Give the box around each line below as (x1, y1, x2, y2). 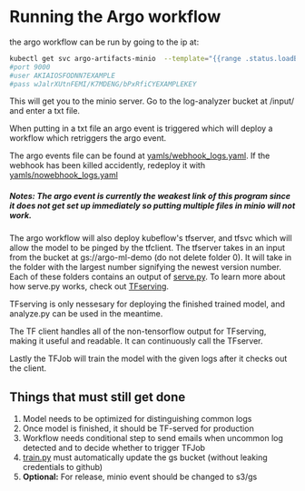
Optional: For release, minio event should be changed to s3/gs (22, 471, 258, 483)
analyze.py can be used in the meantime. (9, 308, 163, 319)
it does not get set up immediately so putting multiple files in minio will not (9, 200, 296, 211)
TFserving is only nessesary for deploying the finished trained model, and (9, 298, 286, 310)
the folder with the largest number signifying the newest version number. (9, 262, 281, 273)
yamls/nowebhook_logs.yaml (9, 170, 118, 181)
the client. (9, 363, 47, 374)
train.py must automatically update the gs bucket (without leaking (22, 452, 268, 463)
